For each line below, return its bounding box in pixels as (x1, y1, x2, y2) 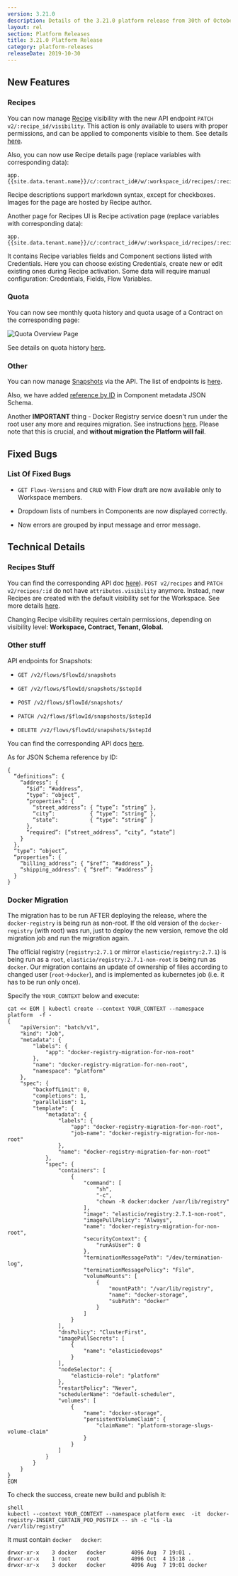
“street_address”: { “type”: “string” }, (33, 804, 157, 811)
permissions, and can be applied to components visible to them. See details (7, 129, 228, 137)
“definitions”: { (13, 773, 65, 780)
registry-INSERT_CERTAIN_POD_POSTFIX (7, 1517, 119, 1524)
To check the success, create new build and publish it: (7, 1491, 166, 1499)
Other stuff (7, 640, 46, 650)
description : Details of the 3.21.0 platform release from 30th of (7, 17, 211, 24)
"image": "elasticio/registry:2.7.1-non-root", (83, 1211, 227, 1218)
